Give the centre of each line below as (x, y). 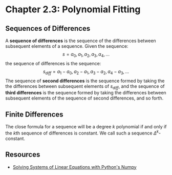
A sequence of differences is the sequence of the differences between (81, 41)
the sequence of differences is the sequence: (53, 63)
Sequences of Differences (48, 28)
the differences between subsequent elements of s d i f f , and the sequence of (85, 87)
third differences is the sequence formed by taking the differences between (86, 93)
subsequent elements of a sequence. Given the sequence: (67, 46)
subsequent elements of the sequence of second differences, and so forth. (84, 98)
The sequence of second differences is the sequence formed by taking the (85, 81)
